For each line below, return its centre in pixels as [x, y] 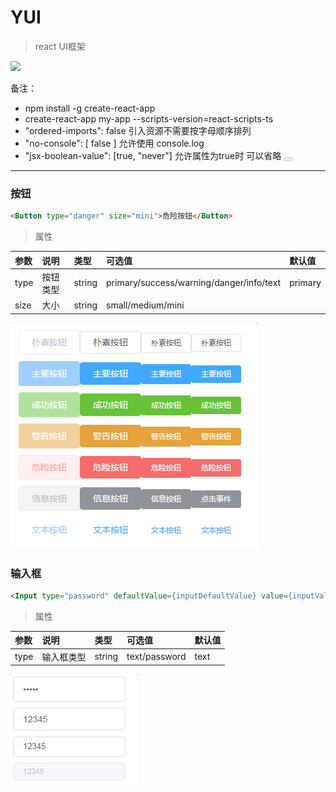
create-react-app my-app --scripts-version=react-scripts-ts [149, 118]
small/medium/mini [145, 305]
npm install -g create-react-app [90, 108]
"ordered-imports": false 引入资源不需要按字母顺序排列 [138, 130]
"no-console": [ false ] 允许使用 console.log [114, 143]
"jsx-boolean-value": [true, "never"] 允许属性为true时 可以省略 [153, 155]
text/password [156, 657]
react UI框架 [60, 46]
